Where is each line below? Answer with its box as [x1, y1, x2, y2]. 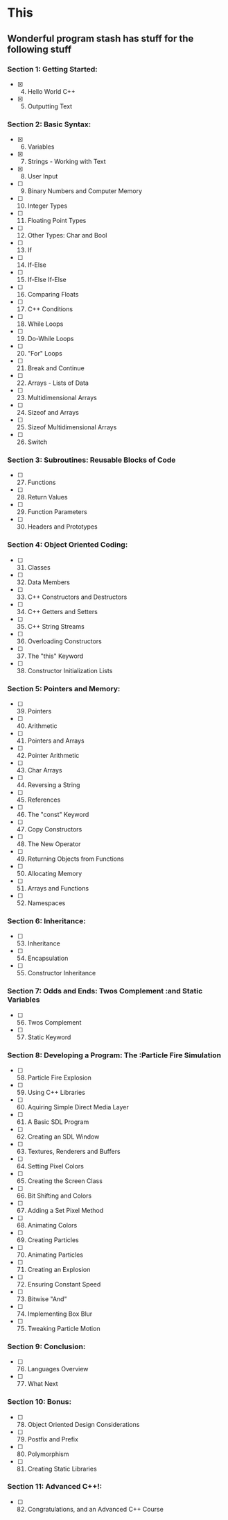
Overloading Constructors [27, 637, 102, 645]
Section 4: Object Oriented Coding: [7, 540, 128, 550]
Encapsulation [27, 954, 69, 963]
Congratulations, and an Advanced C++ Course [27, 1505, 164, 1513]
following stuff [7, 43, 71, 55]
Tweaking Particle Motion [27, 1324, 100, 1332]
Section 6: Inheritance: [7, 916, 87, 925]
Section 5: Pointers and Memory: [7, 684, 121, 693]
